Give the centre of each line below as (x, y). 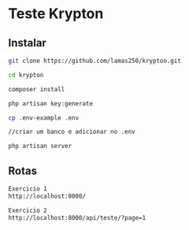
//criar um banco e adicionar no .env (72, 132)
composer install (37, 89)
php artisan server (40, 147)
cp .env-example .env (44, 118)
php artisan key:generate (50, 103)
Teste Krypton (56, 14)
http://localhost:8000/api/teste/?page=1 (77, 217)
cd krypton (26, 75)
